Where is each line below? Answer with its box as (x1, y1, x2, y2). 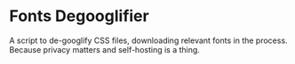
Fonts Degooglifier (9, 6, 149, 26)
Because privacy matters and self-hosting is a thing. (9, 44, 200, 54)
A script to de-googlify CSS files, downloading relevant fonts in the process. (9, 35, 288, 46)
